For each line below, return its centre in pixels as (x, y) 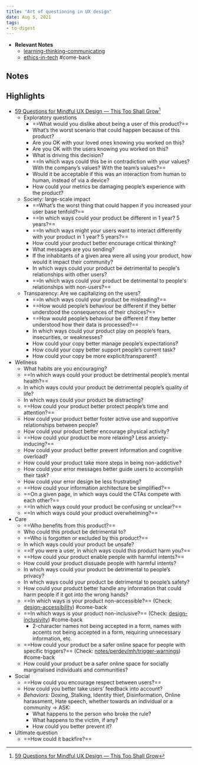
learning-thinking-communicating (64, 51)
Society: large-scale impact (57, 199)
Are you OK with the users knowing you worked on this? (100, 149)
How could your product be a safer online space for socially (96, 664)
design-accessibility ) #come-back (65, 607)
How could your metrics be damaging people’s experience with (109, 187)
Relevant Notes (34, 45)
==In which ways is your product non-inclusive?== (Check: (95, 613)
